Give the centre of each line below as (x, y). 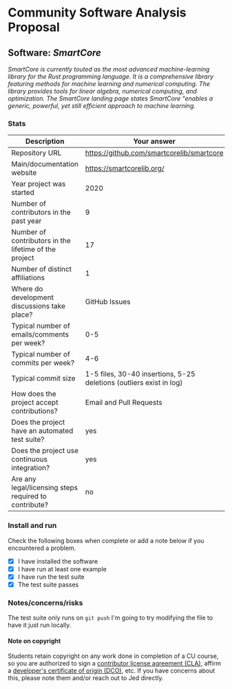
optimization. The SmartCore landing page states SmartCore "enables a (110, 98)
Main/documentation (45, 165)
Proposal (34, 27)
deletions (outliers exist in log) (134, 383)
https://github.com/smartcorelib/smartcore (154, 153)
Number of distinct (41, 269)
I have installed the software (58, 561)
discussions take (39, 306)
